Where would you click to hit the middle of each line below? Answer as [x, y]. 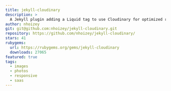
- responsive [24, 76]
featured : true [21, 57]
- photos [19, 71]
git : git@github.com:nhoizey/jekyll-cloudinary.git [61, 29]
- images [19, 66]
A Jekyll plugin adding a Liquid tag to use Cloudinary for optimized [86, 19]
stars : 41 [16, 38]
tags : [11, 62]
